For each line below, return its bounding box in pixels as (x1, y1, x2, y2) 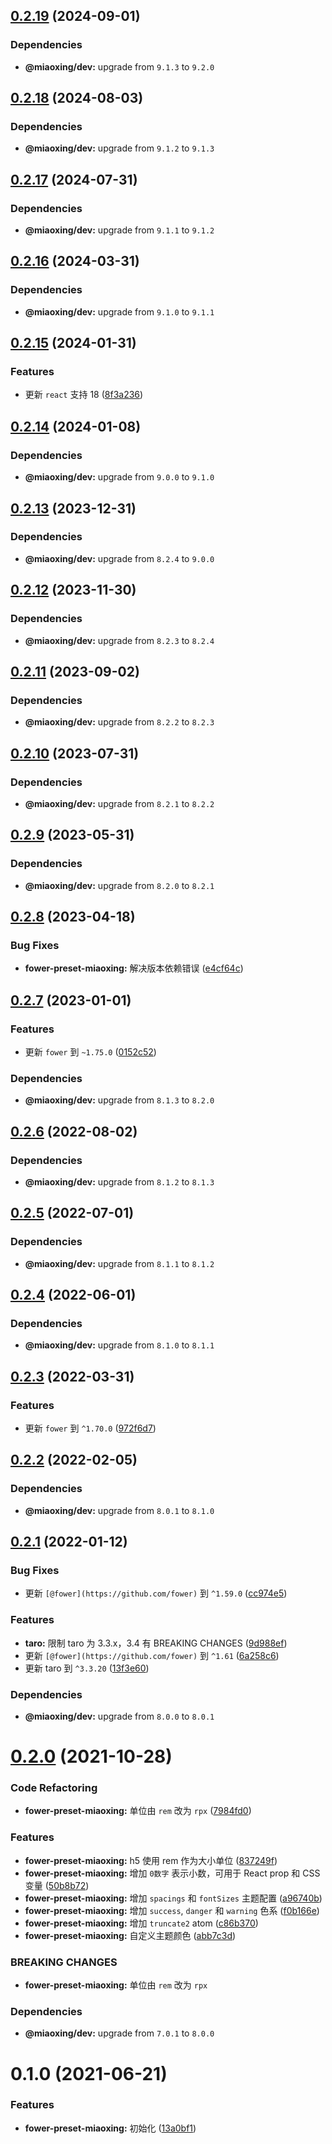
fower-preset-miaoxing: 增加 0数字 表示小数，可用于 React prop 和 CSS (24, 1867, 321, 1879)
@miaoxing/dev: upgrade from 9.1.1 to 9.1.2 (24, 224, 215, 236)
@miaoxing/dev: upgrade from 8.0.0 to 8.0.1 (24, 1710, 215, 1722)
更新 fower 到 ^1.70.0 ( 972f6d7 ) (24, 1422, 157, 1434)
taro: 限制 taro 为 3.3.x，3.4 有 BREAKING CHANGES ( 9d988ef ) (24, 1637, 288, 1649)
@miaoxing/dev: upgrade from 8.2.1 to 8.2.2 (24, 797, 215, 809)
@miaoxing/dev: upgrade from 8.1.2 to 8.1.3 (24, 1175, 215, 1188)
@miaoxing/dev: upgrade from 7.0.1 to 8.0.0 (24, 2027, 215, 2039)
